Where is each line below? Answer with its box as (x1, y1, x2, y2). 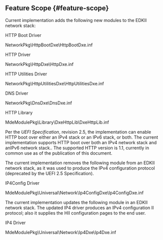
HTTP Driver (5, 51, 31, 57)
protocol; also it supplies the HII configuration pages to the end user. (5, 210, 146, 216)
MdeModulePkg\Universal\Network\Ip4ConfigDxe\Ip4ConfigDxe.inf (5, 190, 144, 196)
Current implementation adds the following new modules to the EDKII (5, 17, 147, 23)
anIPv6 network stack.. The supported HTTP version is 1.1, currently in (5, 145, 150, 151)
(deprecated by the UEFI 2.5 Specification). (5, 170, 94, 176)
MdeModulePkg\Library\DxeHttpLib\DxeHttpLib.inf (5, 119, 110, 125)
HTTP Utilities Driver (5, 71, 47, 77)
